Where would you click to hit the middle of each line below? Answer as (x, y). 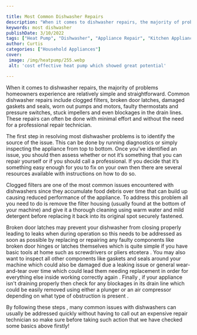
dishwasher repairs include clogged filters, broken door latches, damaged (95, 100)
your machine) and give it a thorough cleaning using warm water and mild (95, 210)
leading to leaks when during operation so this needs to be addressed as (94, 233)
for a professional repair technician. (49, 125)
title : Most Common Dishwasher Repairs (55, 16)
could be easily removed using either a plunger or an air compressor (89, 289)
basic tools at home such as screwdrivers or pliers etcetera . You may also (96, 252)
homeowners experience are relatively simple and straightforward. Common (98, 94)
